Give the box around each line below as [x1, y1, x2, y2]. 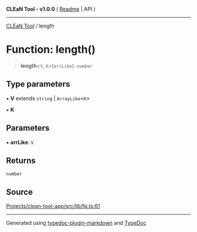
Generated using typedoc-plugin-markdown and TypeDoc [6, 220, 147, 227]
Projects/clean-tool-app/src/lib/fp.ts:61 [6, 203, 101, 210]
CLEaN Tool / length [6, 22, 55, 29]
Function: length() [6, 43, 96, 56]
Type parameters [6, 79, 70, 89]
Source [6, 187, 33, 197]
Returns [6, 155, 36, 165]
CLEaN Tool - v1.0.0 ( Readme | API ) [6, 6, 96, 12]
